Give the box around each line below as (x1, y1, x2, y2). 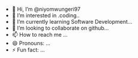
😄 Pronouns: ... (11, 40, 51, 47)
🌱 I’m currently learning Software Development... (11, 18, 133, 25)
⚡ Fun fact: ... (11, 46, 45, 53)
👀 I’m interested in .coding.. (11, 12, 80, 19)
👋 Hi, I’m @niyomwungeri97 (11, 6, 81, 12)
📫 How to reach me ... (11, 31, 68, 38)
